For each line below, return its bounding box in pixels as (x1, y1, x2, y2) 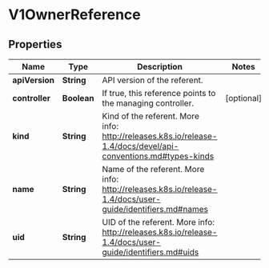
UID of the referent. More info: (102, 217, 215, 227)
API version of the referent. (102, 74, 203, 86)
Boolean (62, 93, 94, 103)
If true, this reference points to (102, 88, 216, 98)
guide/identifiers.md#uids (102, 246, 199, 258)
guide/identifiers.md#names (102, 204, 208, 214)
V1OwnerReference (8, 6, 142, 24)
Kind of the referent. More (102, 110, 200, 122)
